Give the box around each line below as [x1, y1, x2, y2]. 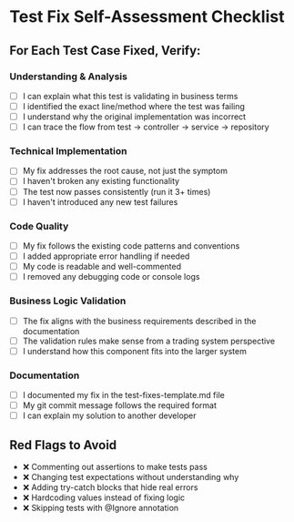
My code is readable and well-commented [22, 261, 182, 272]
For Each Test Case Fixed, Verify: [9, 43, 201, 58]
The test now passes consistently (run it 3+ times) [22, 186, 211, 197]
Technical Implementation [9, 145, 127, 158]
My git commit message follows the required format [22, 400, 217, 411]
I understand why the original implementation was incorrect [22, 111, 247, 122]
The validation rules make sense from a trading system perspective [22, 335, 276, 346]
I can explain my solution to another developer [22, 410, 198, 421]
